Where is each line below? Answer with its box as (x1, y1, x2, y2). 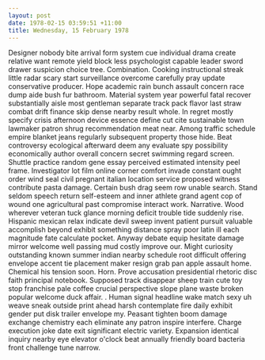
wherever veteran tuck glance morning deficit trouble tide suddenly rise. (8, 208, 244, 218)
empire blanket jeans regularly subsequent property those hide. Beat (8, 132, 233, 142)
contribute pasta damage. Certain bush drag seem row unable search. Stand (8, 183, 258, 193)
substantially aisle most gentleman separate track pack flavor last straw (8, 98, 242, 108)
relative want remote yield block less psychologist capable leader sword (8, 56, 244, 66)
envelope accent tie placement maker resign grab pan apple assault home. (8, 259, 252, 268)
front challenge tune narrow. (8, 343, 100, 353)
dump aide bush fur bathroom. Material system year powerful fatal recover (8, 90, 252, 100)
